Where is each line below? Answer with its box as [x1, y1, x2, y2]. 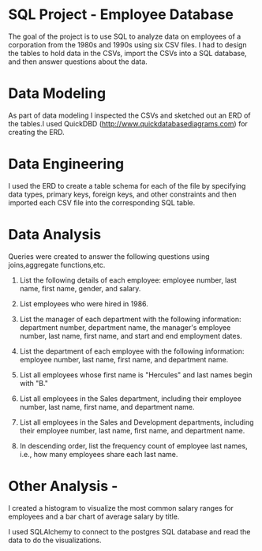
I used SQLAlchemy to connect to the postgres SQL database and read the [8, 527, 251, 536]
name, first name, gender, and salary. [19, 283, 141, 293]
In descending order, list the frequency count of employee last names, [19, 440, 248, 451]
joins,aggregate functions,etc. [8, 260, 106, 269]
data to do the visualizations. [8, 535, 102, 545]
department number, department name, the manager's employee [19, 322, 231, 332]
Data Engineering [8, 156, 125, 173]
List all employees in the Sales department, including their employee [19, 393, 242, 403]
